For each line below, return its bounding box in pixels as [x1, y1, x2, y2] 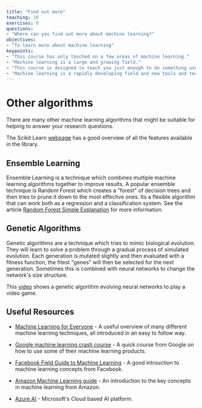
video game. [6, 289, 37, 297]
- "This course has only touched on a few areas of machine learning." [6, 54, 189, 60]
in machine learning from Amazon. [14, 383, 100, 391]
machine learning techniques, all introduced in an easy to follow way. [14, 329, 186, 336]
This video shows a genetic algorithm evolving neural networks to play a [6, 283, 185, 290]
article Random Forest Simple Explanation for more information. [6, 206, 164, 213]
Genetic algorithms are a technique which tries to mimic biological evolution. [6, 239, 195, 247]
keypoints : [6, 48, 34, 54]
